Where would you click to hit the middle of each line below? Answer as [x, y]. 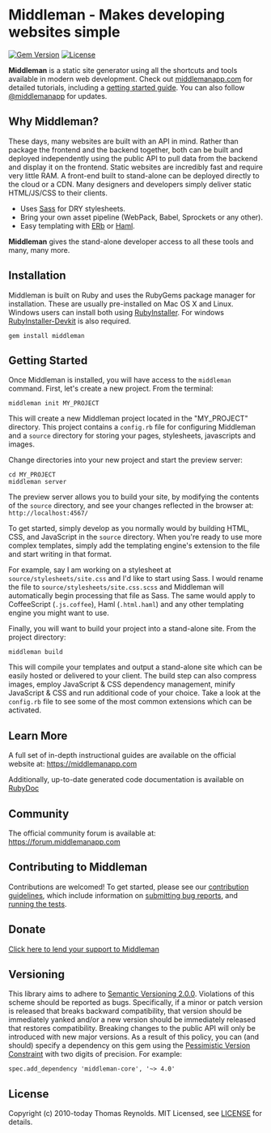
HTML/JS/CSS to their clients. [58, 193]
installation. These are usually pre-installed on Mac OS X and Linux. [121, 304]
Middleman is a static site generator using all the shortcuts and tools [123, 70]
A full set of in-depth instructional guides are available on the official [122, 755]
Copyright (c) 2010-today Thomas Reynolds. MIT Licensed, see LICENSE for [135, 1114]
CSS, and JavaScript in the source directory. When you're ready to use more [135, 537]
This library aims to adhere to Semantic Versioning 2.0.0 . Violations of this [131, 994]
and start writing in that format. [60, 554]
